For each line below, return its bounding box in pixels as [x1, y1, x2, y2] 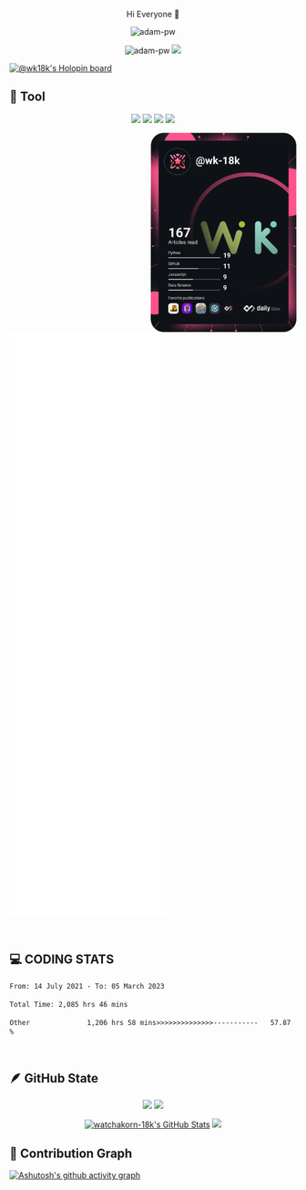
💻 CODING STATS [9, 952, 115, 968]
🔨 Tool [9, 89, 46, 105]
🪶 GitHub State [9, 1071, 98, 1086]
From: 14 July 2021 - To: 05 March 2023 [9, 981, 166, 990]
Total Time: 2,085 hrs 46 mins [9, 1000, 128, 1009]
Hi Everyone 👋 [126, 9, 180, 19]
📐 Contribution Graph [9, 1145, 133, 1161]
